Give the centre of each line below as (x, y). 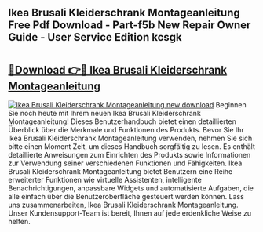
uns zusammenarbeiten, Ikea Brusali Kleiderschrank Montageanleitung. (123, 205)
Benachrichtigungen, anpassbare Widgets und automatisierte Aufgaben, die (131, 188)
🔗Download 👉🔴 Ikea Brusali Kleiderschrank (118, 70)
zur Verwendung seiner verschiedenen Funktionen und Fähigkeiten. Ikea (125, 163)
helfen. (20, 221)
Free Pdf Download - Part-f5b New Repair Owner (130, 25)
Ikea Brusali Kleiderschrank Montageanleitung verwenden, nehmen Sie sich (130, 138)
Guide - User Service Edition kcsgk (95, 37)
